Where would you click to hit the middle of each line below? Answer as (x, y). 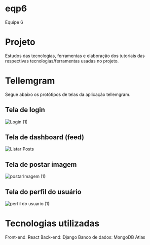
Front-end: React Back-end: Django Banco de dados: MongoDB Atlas (75, 237)
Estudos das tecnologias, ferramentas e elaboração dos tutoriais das (75, 56)
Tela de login (25, 110)
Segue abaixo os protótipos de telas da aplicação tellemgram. (68, 94)
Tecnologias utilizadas (52, 224)
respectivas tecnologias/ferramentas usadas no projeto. (62, 61)
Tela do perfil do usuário (43, 192)
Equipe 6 (14, 22)
